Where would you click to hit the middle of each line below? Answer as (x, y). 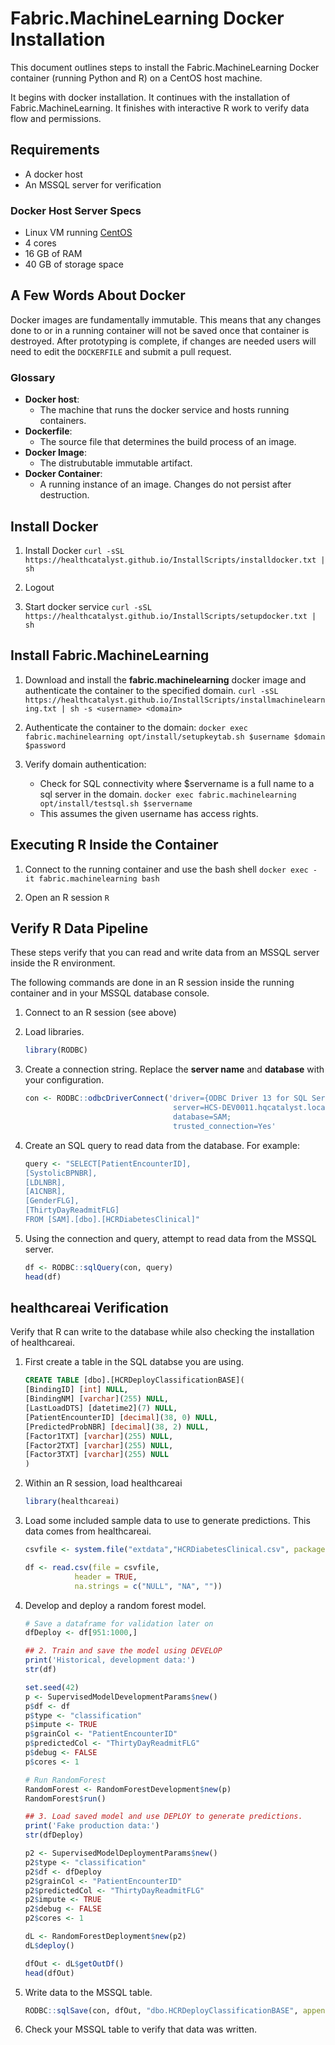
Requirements (55, 150)
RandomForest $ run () (65, 1798)
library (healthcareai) (72, 1502)
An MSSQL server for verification (93, 184)
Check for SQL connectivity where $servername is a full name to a (177, 783)
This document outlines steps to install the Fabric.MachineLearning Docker (165, 67)
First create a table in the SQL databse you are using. (134, 1362)
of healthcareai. (43, 1343)
